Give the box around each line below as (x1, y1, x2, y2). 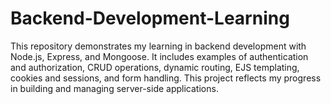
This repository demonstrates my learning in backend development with (10, 40, 307, 52)
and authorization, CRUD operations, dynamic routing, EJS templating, (10, 61, 300, 73)
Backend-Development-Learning (10, 7, 290, 30)
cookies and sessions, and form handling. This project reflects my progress (10, 72, 322, 84)
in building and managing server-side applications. (10, 82, 219, 94)
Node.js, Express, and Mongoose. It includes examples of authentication (10, 50, 309, 62)
